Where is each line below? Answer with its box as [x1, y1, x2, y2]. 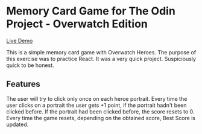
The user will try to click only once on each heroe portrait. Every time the [6, 95, 188, 102]
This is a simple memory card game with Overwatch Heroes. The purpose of [6, 48, 197, 56]
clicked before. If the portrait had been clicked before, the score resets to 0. [6, 107, 195, 115]
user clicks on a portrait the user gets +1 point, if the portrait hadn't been [6, 101, 187, 109]
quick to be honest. [6, 62, 54, 69]
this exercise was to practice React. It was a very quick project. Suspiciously [6, 55, 196, 62]
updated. [6, 121, 29, 128]
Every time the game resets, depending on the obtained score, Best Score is [6, 114, 196, 121]
